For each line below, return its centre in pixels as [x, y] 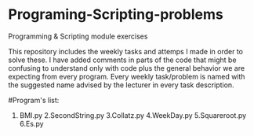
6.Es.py [32, 123]
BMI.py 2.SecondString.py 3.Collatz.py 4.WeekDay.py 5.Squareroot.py [133, 115]
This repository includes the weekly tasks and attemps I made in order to [126, 51]
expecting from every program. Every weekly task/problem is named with [127, 76]
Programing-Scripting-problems [116, 15]
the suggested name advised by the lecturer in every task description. [121, 85]
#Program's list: [34, 100]
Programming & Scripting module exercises [78, 36]
